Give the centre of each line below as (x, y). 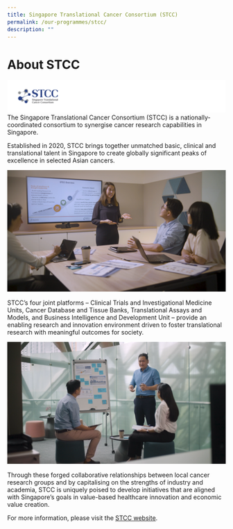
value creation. (28, 504)
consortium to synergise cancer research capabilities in (123, 125)
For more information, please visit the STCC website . (83, 518)
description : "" (31, 29)
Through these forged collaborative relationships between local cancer (109, 475)
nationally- (195, 117)
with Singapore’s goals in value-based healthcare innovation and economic (114, 497)
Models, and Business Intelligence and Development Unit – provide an (107, 317)
